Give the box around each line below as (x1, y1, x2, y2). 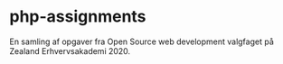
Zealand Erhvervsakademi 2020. (9, 45, 131, 56)
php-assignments (9, 6, 146, 27)
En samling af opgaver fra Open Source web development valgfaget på (9, 36, 274, 47)
